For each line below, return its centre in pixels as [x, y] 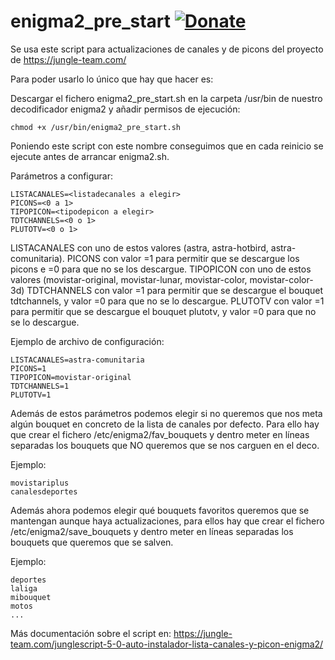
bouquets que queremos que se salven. [92, 542]
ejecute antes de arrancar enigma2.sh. [90, 156]
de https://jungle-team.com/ [68, 59]
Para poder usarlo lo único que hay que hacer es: [112, 79]
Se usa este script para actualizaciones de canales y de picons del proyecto [167, 49]
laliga [24, 588]
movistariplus [40, 483]
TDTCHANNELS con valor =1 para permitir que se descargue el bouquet [174, 290]
